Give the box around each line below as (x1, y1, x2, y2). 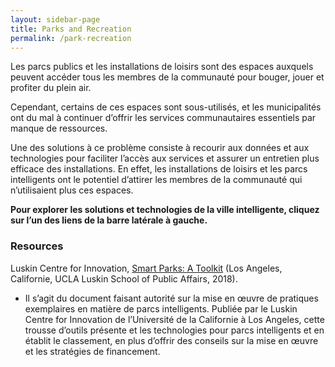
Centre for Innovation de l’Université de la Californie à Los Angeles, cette (24, 313, 325, 325)
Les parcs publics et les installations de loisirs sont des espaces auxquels (10, 61, 314, 73)
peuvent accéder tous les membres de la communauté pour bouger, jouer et (10, 71, 325, 83)
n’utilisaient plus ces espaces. (10, 184, 134, 196)
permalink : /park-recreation (10, 33, 132, 43)
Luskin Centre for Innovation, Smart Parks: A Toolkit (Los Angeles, (10, 262, 283, 274)
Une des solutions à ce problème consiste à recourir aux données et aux (10, 142, 310, 154)
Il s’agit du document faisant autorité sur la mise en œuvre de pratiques (24, 292, 319, 304)
